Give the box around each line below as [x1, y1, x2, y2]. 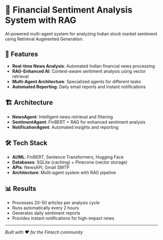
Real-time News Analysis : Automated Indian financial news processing [12, 63, 155, 69]
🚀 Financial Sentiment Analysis [5, 4, 132, 16]
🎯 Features [5, 50, 38, 58]
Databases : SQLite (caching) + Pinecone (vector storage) [12, 159, 128, 165]
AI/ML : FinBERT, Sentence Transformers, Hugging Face [12, 154, 124, 160]
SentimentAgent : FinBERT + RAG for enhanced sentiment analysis [12, 119, 146, 125]
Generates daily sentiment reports [12, 210, 81, 216]
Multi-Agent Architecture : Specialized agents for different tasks [12, 78, 142, 84]
